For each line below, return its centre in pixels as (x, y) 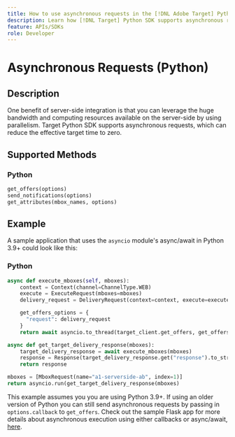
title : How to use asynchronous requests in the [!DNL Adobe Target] (111, 14)
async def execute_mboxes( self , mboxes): (69, 280)
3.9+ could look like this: (43, 248)
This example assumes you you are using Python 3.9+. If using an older (110, 396)
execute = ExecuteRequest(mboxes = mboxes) (81, 294)
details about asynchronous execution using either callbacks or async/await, (117, 419)
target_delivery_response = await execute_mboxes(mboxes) (106, 351)
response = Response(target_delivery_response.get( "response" (112, 358)
